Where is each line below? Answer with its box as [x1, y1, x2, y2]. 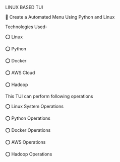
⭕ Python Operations [5, 115, 50, 121]
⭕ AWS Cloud [5, 70, 35, 75]
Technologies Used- [5, 24, 48, 30]
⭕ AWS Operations [5, 139, 46, 145]
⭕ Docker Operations [5, 127, 51, 133]
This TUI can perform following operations [5, 93, 93, 99]
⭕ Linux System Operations [5, 103, 64, 109]
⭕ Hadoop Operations [5, 151, 52, 157]
